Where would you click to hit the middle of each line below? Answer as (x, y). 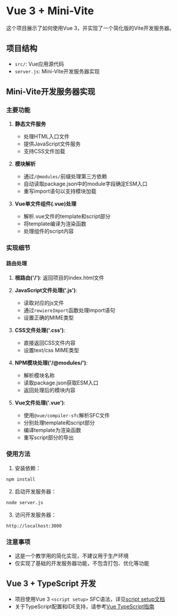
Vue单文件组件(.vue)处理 (45, 204)
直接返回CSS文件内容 (49, 343)
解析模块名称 (39, 375)
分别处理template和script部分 (59, 423)
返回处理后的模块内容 (49, 390)
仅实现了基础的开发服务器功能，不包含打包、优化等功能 (82, 563)
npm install (21, 479)
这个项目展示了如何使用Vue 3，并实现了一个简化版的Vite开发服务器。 (91, 28)
